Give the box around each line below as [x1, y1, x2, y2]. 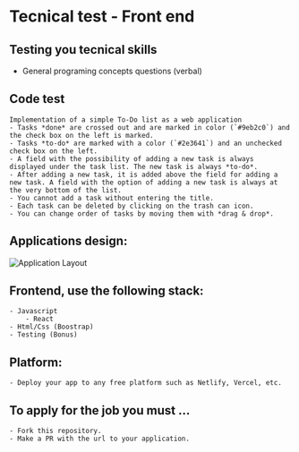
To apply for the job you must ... [9, 403, 191, 418]
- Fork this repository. [9, 427, 102, 436]
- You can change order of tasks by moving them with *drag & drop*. [9, 209, 275, 218]
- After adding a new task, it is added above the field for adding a [9, 170, 278, 179]
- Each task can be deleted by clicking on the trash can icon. [9, 201, 254, 210]
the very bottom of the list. [9, 185, 123, 194]
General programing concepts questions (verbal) [21, 65, 203, 76]
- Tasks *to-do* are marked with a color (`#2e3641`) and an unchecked [9, 139, 282, 148]
